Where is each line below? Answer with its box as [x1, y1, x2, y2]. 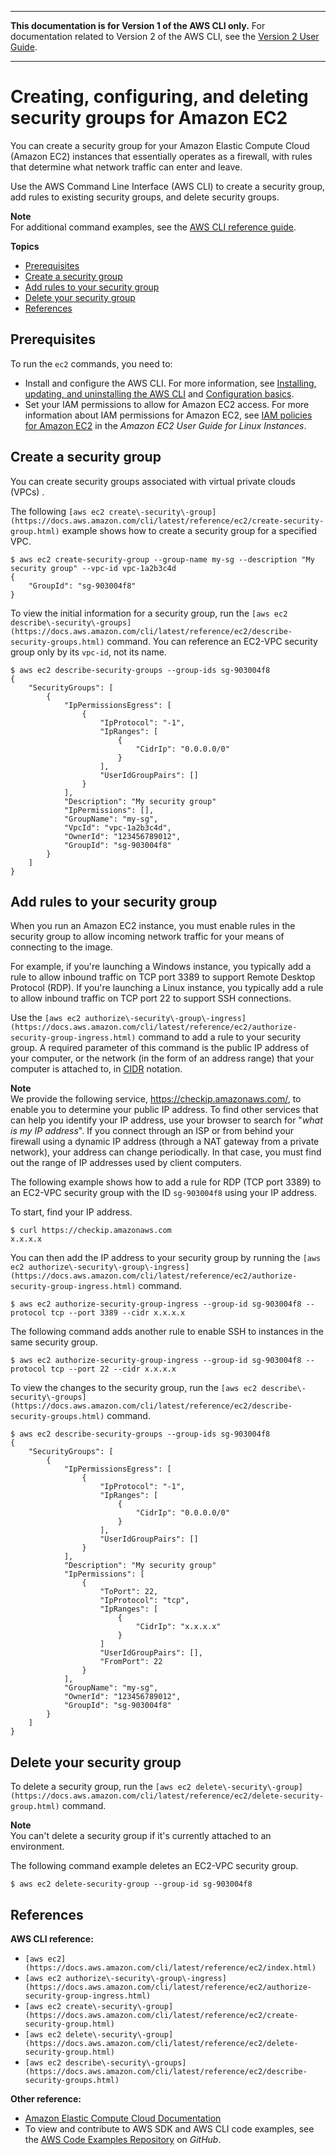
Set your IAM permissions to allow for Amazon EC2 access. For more [24, 398, 310, 410]
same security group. [10, 1336, 98, 1348]
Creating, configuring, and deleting [10, 86, 309, 108]
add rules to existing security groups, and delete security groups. [10, 191, 280, 203]
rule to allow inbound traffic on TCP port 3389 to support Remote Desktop [10, 971, 316, 983]
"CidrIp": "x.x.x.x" [135, 1622, 222, 1632]
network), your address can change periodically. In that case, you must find [10, 1146, 322, 1158]
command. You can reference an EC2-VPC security [106, 635, 318, 647]
